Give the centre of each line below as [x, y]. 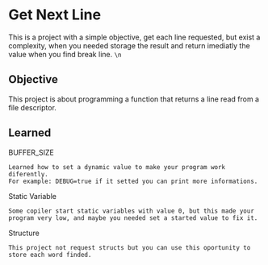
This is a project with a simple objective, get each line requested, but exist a [134, 37]
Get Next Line [55, 15]
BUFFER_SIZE [31, 152]
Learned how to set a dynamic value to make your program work [117, 167]
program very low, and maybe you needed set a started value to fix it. [133, 218]
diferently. [28, 174]
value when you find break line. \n [65, 54]
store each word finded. [50, 255]
